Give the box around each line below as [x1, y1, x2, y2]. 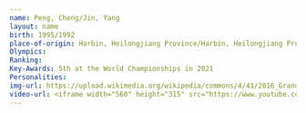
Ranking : [9, 56, 43, 65]
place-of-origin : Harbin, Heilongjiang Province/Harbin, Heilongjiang [9, 38, 283, 48]
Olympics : [9, 47, 47, 56]
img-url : [9, 81, 43, 90]
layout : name [9, 22, 59, 31]
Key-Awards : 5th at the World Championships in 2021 [9, 65, 214, 74]
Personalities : [9, 73, 67, 82]
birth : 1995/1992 [9, 30, 76, 39]
